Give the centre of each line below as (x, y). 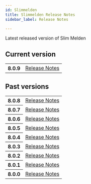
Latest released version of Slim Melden (46, 38)
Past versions (27, 86)
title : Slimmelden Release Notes (40, 15)
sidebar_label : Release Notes (37, 19)
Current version (31, 54)
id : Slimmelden (21, 10)
